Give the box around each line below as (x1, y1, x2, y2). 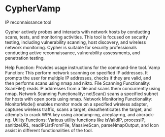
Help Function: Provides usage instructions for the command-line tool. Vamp (5, 65, 160, 70)
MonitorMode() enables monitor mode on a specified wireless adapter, (5, 101, 148, 107)
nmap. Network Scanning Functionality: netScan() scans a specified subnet (5, 91, 159, 97)
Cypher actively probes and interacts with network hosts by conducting (5, 29, 150, 34)
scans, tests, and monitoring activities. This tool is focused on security (5, 34, 148, 40)
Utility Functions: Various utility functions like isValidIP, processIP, (12, 117, 146, 123)
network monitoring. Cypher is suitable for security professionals (5, 44, 137, 50)
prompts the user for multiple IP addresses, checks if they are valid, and (5, 75, 151, 81)
